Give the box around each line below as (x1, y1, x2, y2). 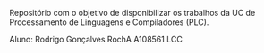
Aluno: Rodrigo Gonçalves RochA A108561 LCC (9, 34, 183, 44)
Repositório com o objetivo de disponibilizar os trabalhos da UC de (9, 8, 256, 18)
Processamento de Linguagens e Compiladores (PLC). (9, 17, 209, 27)
